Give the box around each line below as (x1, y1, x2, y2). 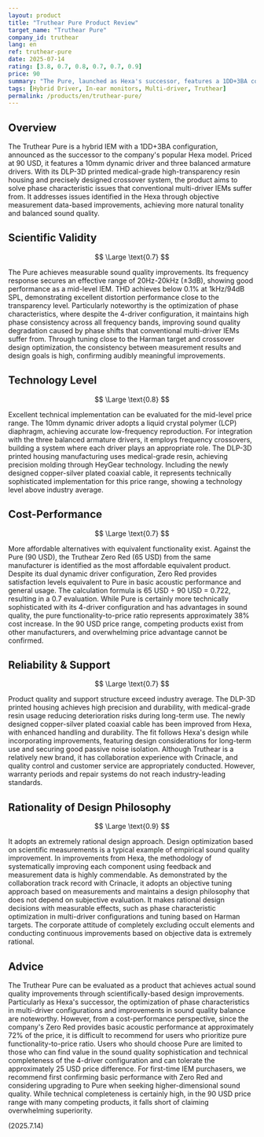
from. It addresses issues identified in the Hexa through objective (8, 192, 220, 201)
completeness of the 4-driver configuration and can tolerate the (8, 1055, 215, 1065)
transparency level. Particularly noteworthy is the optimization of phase (8, 300, 239, 310)
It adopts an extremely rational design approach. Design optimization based (8, 837, 254, 846)
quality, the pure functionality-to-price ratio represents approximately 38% (8, 611, 250, 620)
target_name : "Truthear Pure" (8, 26, 108, 34)
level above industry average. (8, 485, 104, 494)
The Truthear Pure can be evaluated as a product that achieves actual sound (8, 980, 256, 990)
